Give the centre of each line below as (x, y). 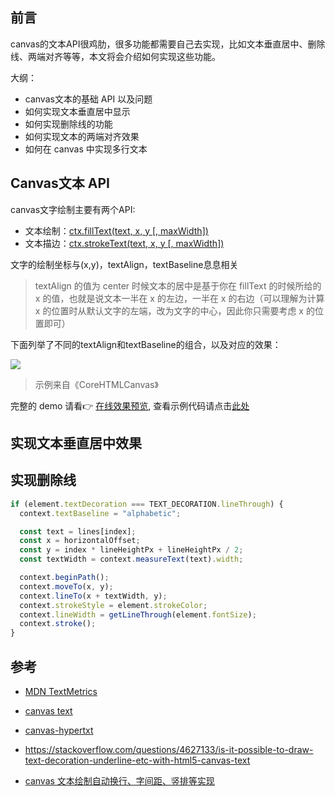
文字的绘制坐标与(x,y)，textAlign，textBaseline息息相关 (124, 264)
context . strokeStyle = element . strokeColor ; (113, 605)
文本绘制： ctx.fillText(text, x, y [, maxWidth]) (116, 230)
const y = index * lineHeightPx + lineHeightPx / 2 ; (131, 550)
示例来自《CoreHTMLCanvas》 (96, 384)
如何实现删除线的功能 (68, 124)
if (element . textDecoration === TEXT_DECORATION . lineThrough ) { (147, 504)
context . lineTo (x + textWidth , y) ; (93, 596)
